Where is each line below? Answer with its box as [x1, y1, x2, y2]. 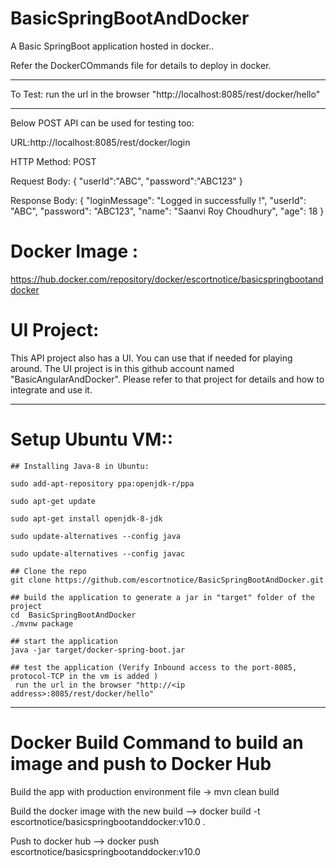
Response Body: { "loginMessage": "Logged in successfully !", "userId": [10, 194, 307, 206]
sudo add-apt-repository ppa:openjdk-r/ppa [10, 478, 195, 489]
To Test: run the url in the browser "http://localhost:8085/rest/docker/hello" [10, 88, 321, 100]
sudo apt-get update [10, 496, 97, 506]
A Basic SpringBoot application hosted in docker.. [10, 40, 215, 52]
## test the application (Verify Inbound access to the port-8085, [10, 662, 298, 672]
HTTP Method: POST [10, 155, 97, 167]
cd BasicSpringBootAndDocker [10, 610, 137, 620]
